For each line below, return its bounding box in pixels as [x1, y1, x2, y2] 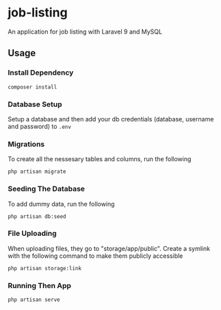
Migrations [8, 139, 45, 149]
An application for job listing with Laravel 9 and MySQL [8, 27, 163, 36]
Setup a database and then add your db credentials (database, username [8, 115, 214, 123]
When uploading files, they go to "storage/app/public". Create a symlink [8, 244, 211, 252]
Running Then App [8, 281, 71, 290]
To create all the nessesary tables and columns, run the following [8, 155, 192, 163]
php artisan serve [8, 296, 60, 303]
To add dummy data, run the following [8, 200, 115, 208]
